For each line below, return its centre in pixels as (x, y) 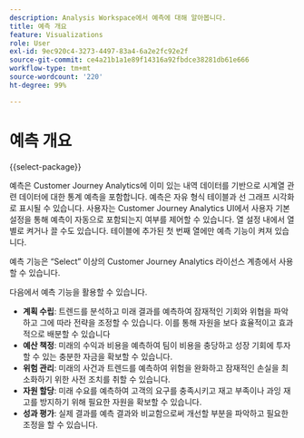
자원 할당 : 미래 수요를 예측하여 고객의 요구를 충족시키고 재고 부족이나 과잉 (152, 390)
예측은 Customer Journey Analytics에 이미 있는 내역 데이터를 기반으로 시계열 (147, 185)
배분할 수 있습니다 (78, 334)
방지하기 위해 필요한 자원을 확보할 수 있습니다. (121, 402)
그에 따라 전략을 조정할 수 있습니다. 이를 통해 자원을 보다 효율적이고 (158, 322)
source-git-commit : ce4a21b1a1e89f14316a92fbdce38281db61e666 (129, 60)
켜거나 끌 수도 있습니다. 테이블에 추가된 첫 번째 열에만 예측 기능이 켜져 (149, 230)
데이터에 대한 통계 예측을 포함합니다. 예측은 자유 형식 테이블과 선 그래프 (144, 197)
